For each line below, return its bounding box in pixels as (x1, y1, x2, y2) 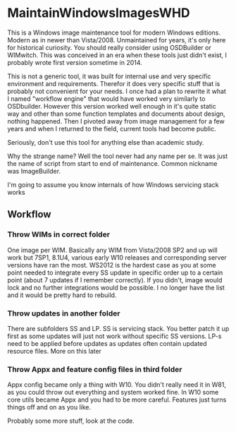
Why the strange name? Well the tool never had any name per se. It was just (7, 152, 228, 160)
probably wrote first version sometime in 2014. (7, 58, 142, 66)
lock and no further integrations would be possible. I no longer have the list (7, 283, 225, 292)
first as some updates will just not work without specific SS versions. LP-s (7, 332, 222, 340)
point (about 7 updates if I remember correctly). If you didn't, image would (7, 275, 223, 284)
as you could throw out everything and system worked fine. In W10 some (7, 388, 219, 397)
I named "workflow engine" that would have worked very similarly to (7, 94, 206, 103)
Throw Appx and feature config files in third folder (7, 364, 182, 374)
